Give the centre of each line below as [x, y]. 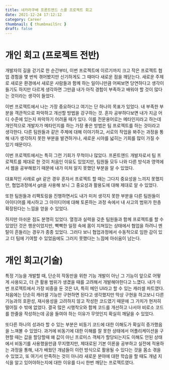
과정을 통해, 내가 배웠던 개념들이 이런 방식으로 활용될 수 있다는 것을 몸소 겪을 [86, 350]
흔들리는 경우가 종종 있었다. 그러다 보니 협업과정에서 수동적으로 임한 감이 [86, 232]
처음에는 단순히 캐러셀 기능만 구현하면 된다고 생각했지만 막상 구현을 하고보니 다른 [85, 295]
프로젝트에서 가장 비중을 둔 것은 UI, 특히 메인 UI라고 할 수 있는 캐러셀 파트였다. [87, 288]
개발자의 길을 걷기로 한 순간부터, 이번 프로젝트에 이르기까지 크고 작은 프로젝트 [81, 70]
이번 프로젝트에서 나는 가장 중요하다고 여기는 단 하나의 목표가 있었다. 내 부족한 [82, 106]
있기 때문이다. [19, 144]
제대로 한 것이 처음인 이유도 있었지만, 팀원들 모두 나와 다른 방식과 [86, 162]
